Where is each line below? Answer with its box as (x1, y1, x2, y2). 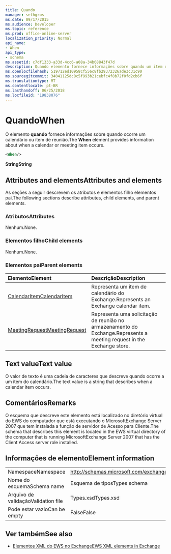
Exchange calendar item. (91, 302, 151, 309)
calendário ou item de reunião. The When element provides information (5, 137, 154, 143)
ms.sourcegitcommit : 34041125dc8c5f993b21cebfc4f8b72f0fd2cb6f (5, 74, 142, 79)
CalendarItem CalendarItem (8, 293, 73, 300)
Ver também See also (5, 530, 73, 538)
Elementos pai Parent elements (5, 261, 83, 269)
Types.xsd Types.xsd (70, 494, 120, 502)
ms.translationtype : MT (5, 78, 56, 83)
